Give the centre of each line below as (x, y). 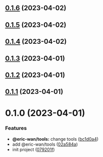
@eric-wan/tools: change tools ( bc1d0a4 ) (55, 139)
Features (16, 128)
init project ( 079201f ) (34, 149)
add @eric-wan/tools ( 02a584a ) (45, 144)
